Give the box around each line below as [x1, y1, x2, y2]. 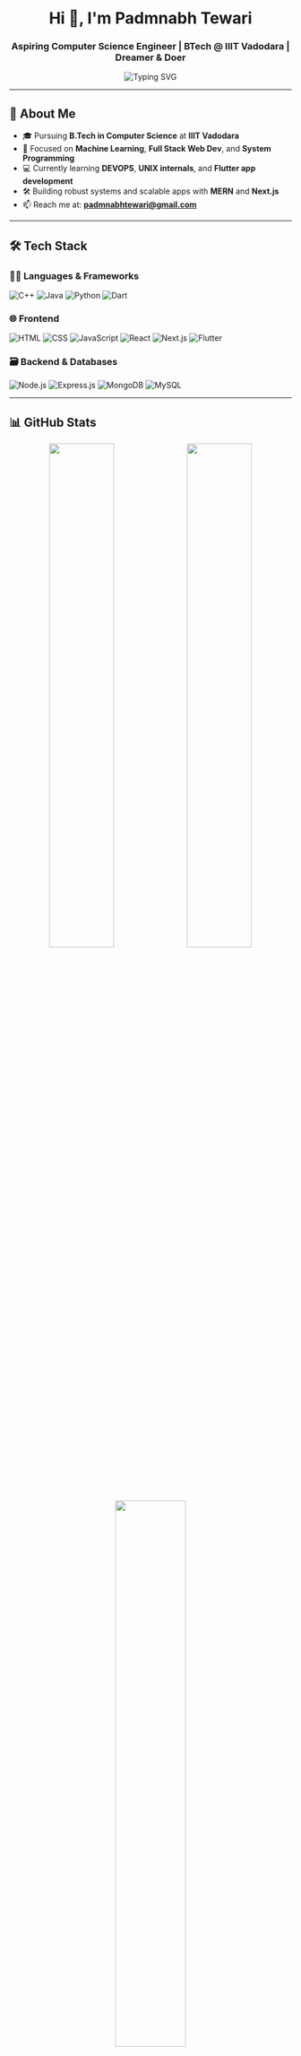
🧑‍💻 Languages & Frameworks [9, 269, 140, 282]
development [21, 176, 73, 187]
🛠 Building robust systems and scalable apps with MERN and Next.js [21, 186, 279, 196]
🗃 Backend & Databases [9, 356, 118, 369]
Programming [21, 152, 75, 164]
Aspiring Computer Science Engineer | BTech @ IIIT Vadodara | [11, 40, 290, 53]
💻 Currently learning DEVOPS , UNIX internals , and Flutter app [21, 163, 256, 174]
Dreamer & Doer [115, 51, 186, 64]
